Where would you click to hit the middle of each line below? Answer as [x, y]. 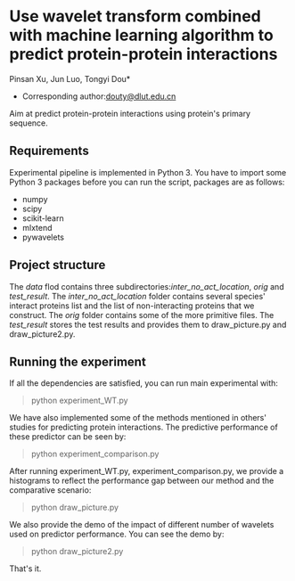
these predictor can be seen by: [68, 437]
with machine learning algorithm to [141, 35]
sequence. [29, 123]
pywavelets [43, 237]
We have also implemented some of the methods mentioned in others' [138, 418]
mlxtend [37, 227]
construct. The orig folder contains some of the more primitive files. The [142, 315]
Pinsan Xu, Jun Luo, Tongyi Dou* [70, 78]
